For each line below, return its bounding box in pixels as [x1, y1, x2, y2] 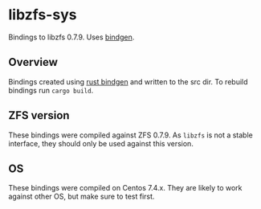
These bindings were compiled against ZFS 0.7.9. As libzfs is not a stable [8, 130, 253, 140]
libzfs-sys [8, 6, 77, 24]
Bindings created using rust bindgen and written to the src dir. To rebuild [8, 76, 248, 86]
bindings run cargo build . [8, 85, 94, 95]
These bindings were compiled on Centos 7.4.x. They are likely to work [8, 183, 243, 193]
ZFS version [8, 109, 70, 122]
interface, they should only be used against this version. [8, 138, 194, 148]
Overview [8, 55, 59, 69]
